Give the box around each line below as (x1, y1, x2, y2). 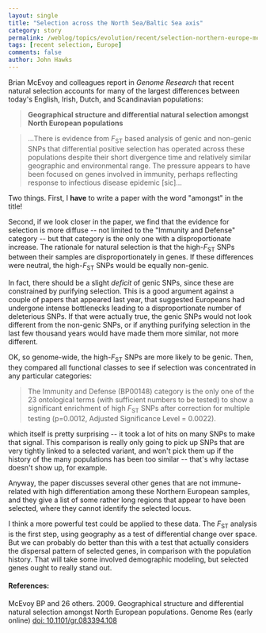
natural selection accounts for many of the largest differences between (8, 86, 240, 95)
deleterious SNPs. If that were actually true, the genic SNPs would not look (8, 312, 252, 321)
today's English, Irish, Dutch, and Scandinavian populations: (8, 94, 203, 104)
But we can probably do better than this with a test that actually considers (8, 537, 249, 547)
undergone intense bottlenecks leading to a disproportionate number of (8, 303, 241, 313)
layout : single (8, 11, 59, 20)
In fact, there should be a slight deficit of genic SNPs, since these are (8, 278, 234, 288)
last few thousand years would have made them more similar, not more (8, 328, 239, 338)
